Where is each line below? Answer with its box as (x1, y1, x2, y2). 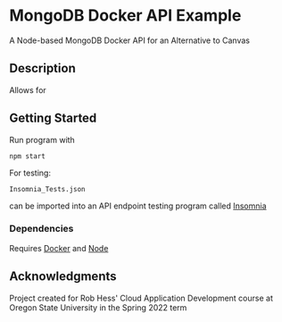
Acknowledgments (9, 269, 118, 284)
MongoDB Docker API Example (9, 5, 242, 26)
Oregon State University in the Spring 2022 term (9, 301, 187, 313)
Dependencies (9, 223, 74, 235)
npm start (9, 151, 46, 161)
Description (9, 61, 76, 76)
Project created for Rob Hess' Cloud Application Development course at (9, 292, 274, 303)
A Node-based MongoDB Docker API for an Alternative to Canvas (9, 35, 250, 46)
